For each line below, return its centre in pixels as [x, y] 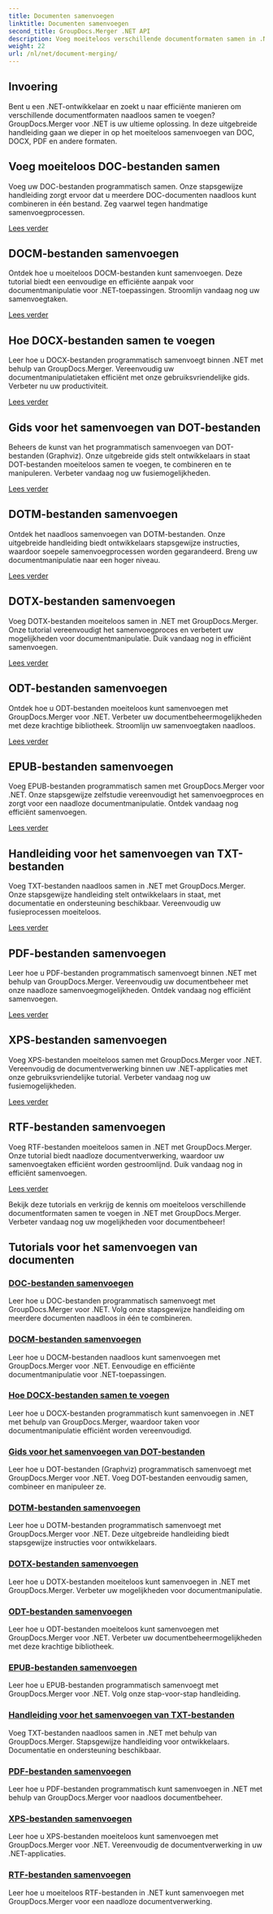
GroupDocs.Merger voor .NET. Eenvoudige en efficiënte [102, 1366]
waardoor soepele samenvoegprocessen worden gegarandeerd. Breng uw [133, 551]
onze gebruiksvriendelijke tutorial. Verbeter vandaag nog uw [110, 1077]
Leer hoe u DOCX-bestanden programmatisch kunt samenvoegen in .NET [131, 1413]
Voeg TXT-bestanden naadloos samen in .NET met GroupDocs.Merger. [127, 886]
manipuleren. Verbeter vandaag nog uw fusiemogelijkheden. [110, 473]
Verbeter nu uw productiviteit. [58, 386]
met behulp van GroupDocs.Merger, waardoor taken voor [104, 1421]
